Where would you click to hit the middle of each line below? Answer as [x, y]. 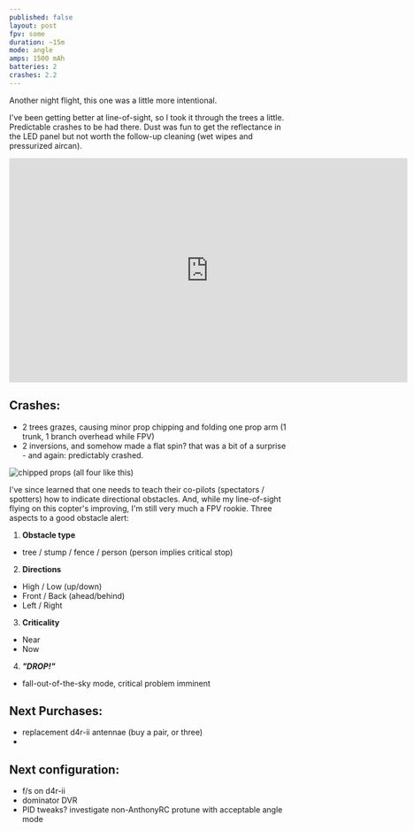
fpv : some [27, 34]
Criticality [41, 622]
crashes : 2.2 [33, 75]
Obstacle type [49, 535]
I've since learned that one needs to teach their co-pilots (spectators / [137, 489]
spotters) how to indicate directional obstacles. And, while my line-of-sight [145, 499]
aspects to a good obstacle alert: [69, 517]
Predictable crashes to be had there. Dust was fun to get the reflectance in [145, 127]
